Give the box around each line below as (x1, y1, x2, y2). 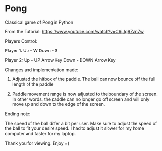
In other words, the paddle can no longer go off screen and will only (12, 96, 150, 102)
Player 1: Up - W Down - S (5, 48, 58, 53)
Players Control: (5, 38, 38, 44)
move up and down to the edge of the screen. (12, 101, 105, 107)
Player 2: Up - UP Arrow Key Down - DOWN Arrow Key (5, 57, 116, 63)
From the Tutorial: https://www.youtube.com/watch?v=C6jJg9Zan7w (5, 28, 144, 34)
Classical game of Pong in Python (5, 19, 74, 25)
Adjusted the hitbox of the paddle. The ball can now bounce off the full (12, 76, 156, 82)
